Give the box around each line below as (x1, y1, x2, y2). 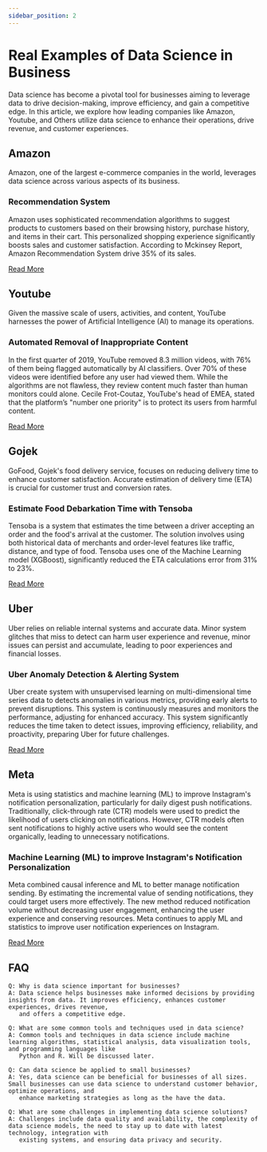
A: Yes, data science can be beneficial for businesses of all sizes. (8, 1073, 248, 1081)
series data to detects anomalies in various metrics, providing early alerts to (8, 696, 257, 704)
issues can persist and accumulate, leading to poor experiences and (8, 640, 233, 650)
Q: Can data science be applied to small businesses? (8, 1066, 191, 1074)
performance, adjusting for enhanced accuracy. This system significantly (8, 712, 249, 722)
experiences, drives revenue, (8, 1003, 109, 1011)
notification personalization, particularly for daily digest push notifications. (8, 797, 253, 807)
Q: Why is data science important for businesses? (8, 982, 180, 990)
